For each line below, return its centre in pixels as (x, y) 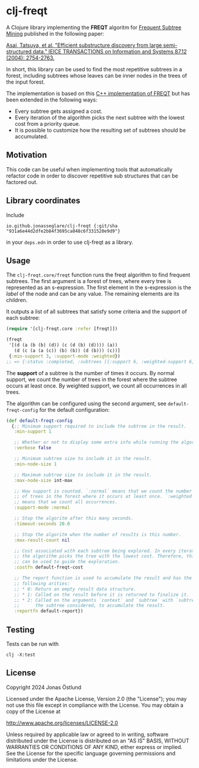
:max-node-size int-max (43, 480)
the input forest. (26, 82)
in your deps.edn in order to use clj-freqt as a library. (70, 242)
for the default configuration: (75, 410)
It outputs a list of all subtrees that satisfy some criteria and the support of (97, 312)
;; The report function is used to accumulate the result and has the (103, 578)
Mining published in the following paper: (55, 33)
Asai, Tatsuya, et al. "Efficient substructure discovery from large (84, 45)
